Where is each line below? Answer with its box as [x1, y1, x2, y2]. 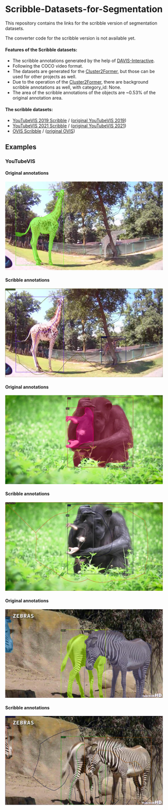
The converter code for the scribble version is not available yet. [5, 35, 136, 41]
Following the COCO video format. [12, 63, 83, 69]
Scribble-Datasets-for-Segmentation [5, 4, 163, 15]
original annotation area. [12, 95, 63, 101]
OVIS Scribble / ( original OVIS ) [12, 128, 75, 134]
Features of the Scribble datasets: [5, 47, 77, 53]
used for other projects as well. [12, 74, 76, 80]
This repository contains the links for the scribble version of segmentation [5, 20, 157, 26]
